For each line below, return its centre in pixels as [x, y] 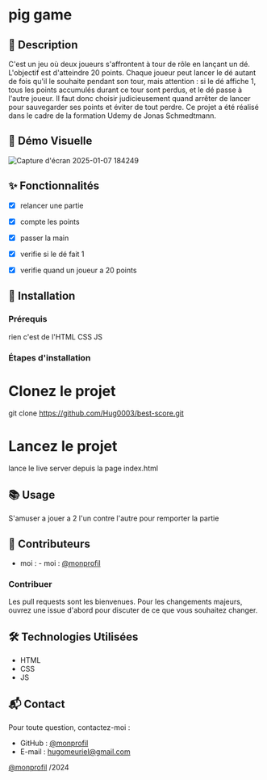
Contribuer [30, 584]
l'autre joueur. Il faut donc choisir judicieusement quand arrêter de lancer [129, 98]
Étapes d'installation [50, 357]
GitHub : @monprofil [54, 743]
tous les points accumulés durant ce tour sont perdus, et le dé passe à [125, 90]
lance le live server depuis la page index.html [83, 468]
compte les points [50, 221]
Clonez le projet [62, 391]
